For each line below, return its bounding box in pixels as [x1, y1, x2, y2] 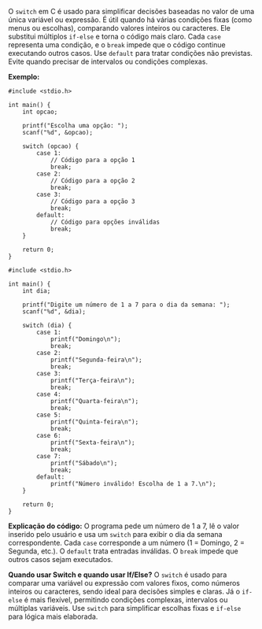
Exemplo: [8, 72, 40, 81]
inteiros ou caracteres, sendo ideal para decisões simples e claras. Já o [8, 586, 241, 596]
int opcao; [22, 108, 58, 116]
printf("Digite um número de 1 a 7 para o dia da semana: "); [22, 301, 231, 309]
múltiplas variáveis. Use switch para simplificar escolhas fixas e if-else [8, 604, 242, 612]
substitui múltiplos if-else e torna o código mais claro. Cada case [8, 31, 222, 41]
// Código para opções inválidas [50, 218, 160, 226]
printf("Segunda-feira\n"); [50, 356, 143, 364]
